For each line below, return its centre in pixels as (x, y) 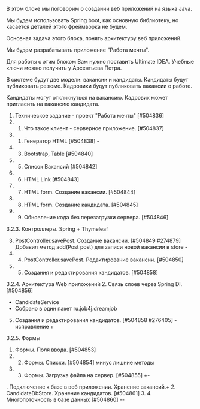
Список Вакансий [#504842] (60, 166)
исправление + (34, 327)
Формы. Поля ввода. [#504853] (55, 350)
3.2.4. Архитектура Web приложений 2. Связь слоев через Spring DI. (94, 284)
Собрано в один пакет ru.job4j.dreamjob (66, 309)
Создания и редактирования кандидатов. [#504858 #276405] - (96, 320)
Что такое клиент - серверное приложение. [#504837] (94, 128)
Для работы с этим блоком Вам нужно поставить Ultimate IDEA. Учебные (100, 61)
